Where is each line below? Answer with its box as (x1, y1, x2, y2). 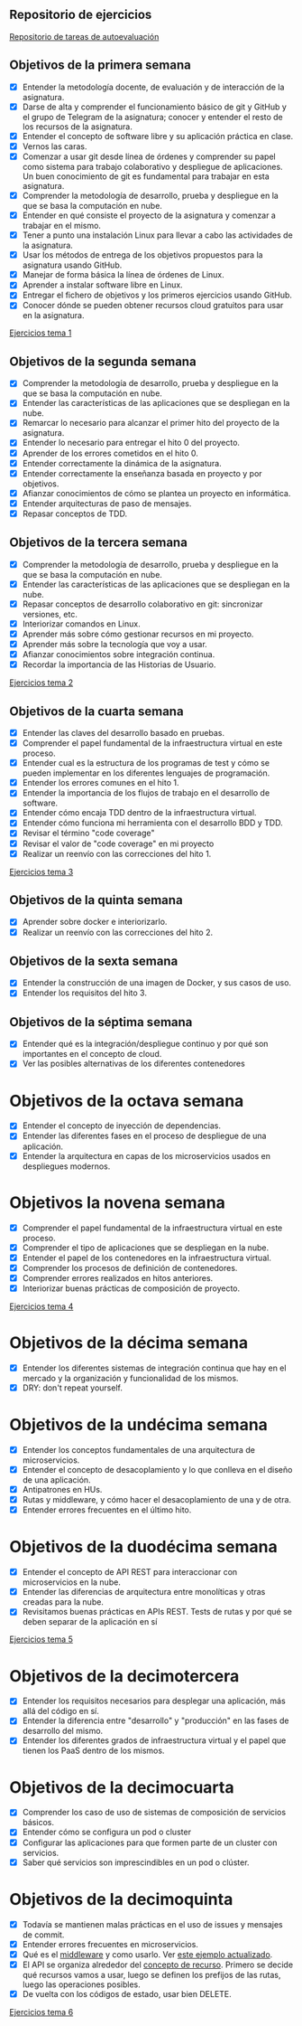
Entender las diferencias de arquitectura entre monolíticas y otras (22, 1587, 266, 1597)
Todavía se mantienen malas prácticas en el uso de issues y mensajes (22, 1918, 283, 1929)
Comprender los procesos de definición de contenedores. (22, 1262, 238, 1273)
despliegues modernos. (22, 1161, 111, 1172)
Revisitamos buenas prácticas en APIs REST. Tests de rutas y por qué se (22, 1607, 293, 1617)
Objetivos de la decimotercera (9, 1665, 240, 1686)
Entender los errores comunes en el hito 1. (22, 777, 179, 788)
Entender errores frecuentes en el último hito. (22, 1504, 192, 1515)
